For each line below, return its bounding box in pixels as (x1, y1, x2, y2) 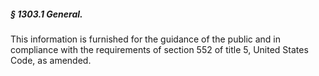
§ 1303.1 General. (10, 8, 83, 20)
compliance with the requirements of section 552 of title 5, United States (10, 43, 309, 55)
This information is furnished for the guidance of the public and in (10, 33, 282, 45)
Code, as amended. (10, 54, 92, 66)
